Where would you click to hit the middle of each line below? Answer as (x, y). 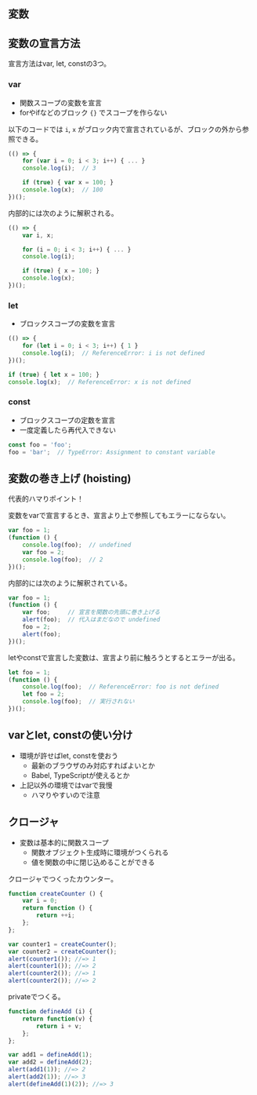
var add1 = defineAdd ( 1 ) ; (50, 1055)
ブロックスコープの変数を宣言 (67, 323)
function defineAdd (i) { (50, 1012)
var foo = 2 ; (43, 552)
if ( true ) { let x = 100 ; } (54, 374)
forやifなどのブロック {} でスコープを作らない (93, 112)
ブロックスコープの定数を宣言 (67, 420)
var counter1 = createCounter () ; (63, 944)
